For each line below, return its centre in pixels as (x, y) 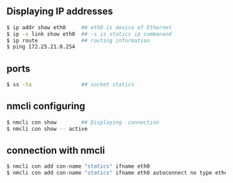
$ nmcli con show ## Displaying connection (83, 122)
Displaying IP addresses (60, 11)
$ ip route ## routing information (78, 40)
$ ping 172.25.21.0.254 (41, 47)
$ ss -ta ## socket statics (71, 85)
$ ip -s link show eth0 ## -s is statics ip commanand (89, 34)
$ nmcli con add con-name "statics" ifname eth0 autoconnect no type (110, 173)
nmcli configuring (46, 106)
